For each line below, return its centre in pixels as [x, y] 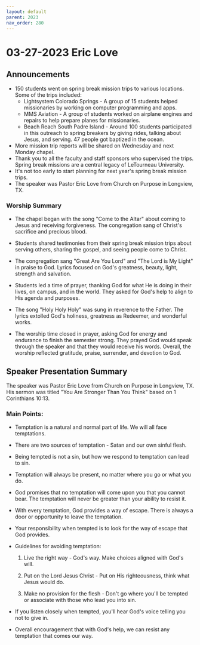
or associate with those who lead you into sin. [80, 600]
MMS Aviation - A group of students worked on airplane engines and [108, 114]
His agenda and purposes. [47, 298]
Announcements [38, 74]
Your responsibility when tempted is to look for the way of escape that [101, 528]
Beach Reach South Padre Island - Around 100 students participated [108, 127]
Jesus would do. [44, 582]
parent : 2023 [22, 17]
